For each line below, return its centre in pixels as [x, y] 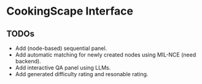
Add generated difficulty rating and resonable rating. [82, 74]
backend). [28, 61]
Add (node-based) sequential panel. [61, 48]
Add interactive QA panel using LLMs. [63, 68]
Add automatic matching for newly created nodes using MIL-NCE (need [106, 55]
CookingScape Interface [70, 11]
